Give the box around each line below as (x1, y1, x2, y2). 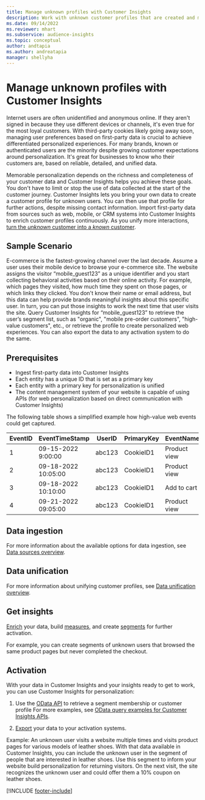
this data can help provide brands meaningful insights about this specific (6, 296, 189, 303)
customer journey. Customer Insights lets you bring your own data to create (6, 191, 196, 198)
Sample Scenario (6, 241, 73, 251)
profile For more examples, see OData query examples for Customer (15, 706, 187, 714)
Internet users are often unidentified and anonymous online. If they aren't (6, 114, 190, 121)
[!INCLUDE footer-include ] (6, 787, 73, 794)
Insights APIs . (15, 713, 50, 720)
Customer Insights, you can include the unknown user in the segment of (6, 749, 188, 757)
